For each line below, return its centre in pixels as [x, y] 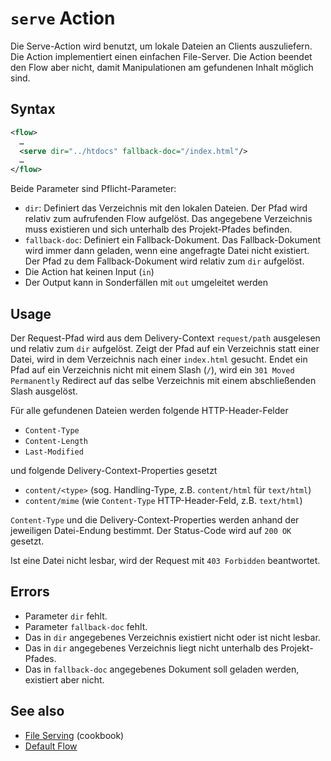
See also [37, 711]
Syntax [33, 109]
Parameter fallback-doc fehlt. [86, 626]
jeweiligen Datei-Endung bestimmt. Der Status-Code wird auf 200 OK [151, 530]
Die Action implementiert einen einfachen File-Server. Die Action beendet [161, 56]
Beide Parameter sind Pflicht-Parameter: [93, 189]
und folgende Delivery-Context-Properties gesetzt [114, 470]
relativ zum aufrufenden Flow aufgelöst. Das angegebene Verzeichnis [168, 219]
